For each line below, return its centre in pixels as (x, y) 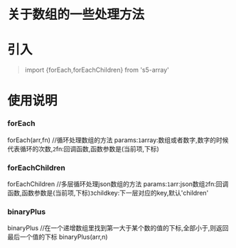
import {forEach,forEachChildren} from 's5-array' (97, 70)
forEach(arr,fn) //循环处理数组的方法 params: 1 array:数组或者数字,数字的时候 (118, 140)
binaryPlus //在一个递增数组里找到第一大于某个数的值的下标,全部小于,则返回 (118, 228)
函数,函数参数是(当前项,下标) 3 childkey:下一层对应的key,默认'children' (108, 193)
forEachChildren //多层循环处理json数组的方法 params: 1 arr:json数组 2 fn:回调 (118, 184)
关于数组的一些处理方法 (76, 15)
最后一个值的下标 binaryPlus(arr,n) (58, 237)
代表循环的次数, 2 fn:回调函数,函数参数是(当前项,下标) (83, 149)
